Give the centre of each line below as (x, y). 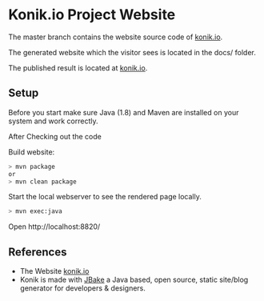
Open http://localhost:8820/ (54, 227)
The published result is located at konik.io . (78, 68)
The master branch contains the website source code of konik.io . (116, 37)
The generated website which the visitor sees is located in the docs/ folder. (132, 52)
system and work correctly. (53, 121)
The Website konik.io (54, 271)
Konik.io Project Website (92, 15)
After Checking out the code (55, 136)
